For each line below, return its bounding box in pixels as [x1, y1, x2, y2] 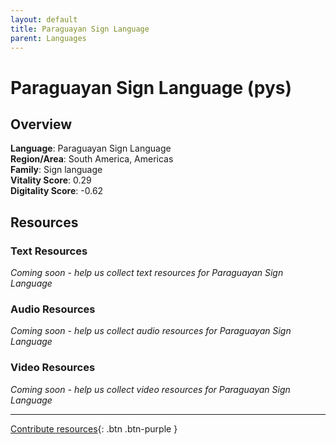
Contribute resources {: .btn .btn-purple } [10, 422, 178, 435]
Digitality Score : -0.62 [10, 185, 104, 197]
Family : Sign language [10, 164, 103, 176]
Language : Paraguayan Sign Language [10, 142, 172, 155]
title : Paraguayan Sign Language [10, 24, 150, 34]
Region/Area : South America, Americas [10, 153, 174, 165]
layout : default [10, 14, 78, 25]
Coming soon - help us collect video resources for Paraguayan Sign [10, 383, 291, 395]
